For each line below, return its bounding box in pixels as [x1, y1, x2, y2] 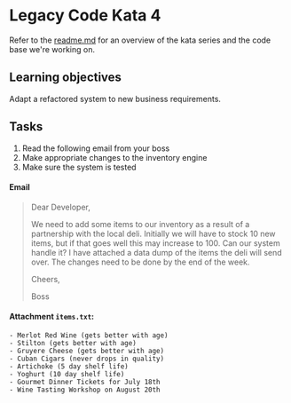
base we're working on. [9, 43, 96, 54]
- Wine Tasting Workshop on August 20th [9, 385, 161, 394]
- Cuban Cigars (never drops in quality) [9, 354, 165, 363]
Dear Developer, [30, 201, 90, 212]
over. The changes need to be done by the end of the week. [30, 257, 250, 267]
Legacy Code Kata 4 [9, 5, 161, 26]
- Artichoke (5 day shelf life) [9, 361, 129, 371]
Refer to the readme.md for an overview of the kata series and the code [9, 35, 271, 45]
